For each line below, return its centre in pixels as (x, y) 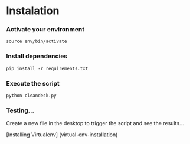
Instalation (33, 11)
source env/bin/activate (37, 42)
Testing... (20, 110)
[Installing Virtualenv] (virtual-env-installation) (62, 135)
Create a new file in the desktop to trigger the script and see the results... (95, 123)
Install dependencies (37, 56)
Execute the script (33, 83)
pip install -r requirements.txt (47, 68)
